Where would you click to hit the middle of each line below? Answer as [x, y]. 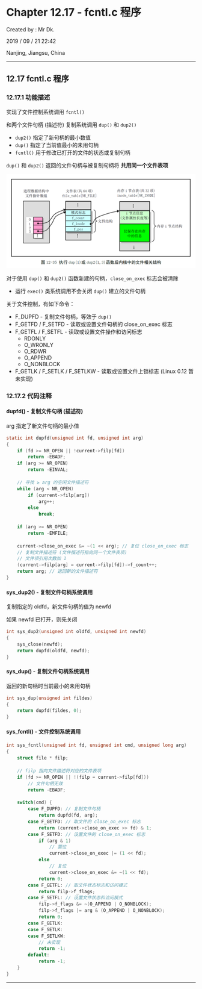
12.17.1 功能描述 [28, 98]
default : [39, 955]
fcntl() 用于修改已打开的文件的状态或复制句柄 [72, 152]
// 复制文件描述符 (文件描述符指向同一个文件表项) [72, 552]
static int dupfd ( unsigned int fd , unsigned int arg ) [75, 438]
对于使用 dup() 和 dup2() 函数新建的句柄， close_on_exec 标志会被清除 [92, 278]
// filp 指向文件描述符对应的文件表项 [59, 771]
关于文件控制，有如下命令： [41, 304]
